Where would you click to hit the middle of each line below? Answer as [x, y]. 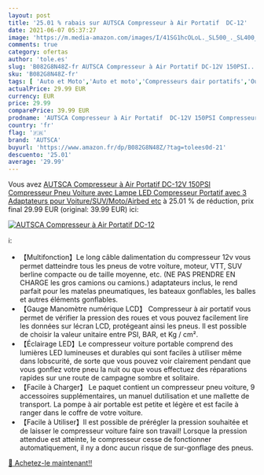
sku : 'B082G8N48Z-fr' [44, 74]
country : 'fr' [31, 125]
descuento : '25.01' [40, 154]
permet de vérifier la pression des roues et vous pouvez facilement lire [134, 318]
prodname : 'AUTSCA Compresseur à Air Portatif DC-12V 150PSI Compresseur [133, 118]
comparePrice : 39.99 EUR [49, 111]
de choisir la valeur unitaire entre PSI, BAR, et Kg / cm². [109, 335]
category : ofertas [38, 52]
